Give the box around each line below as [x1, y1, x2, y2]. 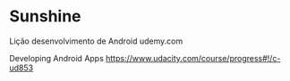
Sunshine [9, 6, 82, 27]
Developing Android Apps [9, 53, 105, 63]
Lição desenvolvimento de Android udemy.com [9, 36, 183, 46]
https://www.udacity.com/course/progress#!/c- [106, 53, 281, 63]
